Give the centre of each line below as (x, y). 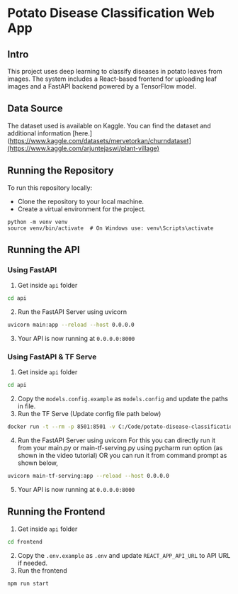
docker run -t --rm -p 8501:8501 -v (61, 427)
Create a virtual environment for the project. (82, 209)
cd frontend (25, 542)
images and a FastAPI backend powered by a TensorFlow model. (102, 86)
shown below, (38, 463)
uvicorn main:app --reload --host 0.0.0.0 (71, 325)
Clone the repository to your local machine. (80, 201)
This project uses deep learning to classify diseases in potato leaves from (115, 71)
